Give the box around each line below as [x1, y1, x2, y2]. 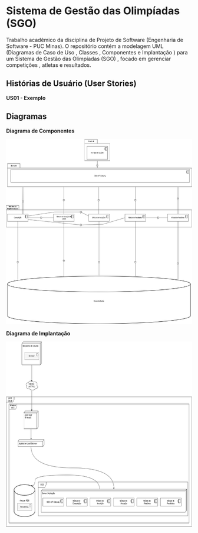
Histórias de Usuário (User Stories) [6, 79, 137, 89]
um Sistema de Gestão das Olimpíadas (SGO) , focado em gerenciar [6, 55, 171, 62]
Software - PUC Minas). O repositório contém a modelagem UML [6, 43, 164, 50]
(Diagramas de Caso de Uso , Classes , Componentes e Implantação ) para [6, 49, 188, 56]
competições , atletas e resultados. [6, 61, 91, 69]
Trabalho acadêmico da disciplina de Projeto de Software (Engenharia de [6, 36, 184, 43]
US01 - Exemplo [6, 94, 46, 101]
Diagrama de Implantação [6, 330, 71, 337]
